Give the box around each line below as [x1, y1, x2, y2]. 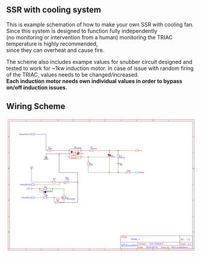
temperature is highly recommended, [6, 40, 98, 47]
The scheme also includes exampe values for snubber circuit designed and [6, 58, 193, 65]
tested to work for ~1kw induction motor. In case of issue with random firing [6, 65, 194, 72]
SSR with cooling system [6, 5, 101, 15]
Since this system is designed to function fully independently [6, 27, 158, 34]
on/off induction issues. [6, 84, 68, 91]
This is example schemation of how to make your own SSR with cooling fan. [6, 21, 194, 28]
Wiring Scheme [6, 101, 66, 112]
